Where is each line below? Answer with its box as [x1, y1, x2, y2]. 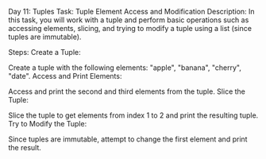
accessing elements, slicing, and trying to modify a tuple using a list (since [8, 24, 253, 33]
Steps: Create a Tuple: [8, 48, 81, 56]
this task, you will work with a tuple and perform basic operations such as [8, 15, 249, 25]
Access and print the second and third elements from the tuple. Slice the [8, 87, 246, 96]
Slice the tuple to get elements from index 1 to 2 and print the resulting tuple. [8, 111, 259, 120]
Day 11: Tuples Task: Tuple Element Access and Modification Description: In [8, 7, 256, 16]
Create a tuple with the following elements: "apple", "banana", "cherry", [8, 63, 242, 72]
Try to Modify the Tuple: [8, 119, 87, 128]
